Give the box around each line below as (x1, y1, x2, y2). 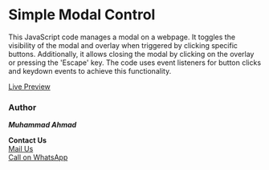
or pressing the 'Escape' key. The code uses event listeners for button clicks (8, 58, 262, 67)
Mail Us (8, 144, 34, 154)
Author (8, 102, 37, 113)
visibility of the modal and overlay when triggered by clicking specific (8, 40, 238, 50)
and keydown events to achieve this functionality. (8, 66, 172, 75)
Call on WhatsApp (8, 152, 68, 162)
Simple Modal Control (8, 6, 156, 24)
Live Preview (8, 82, 51, 91)
